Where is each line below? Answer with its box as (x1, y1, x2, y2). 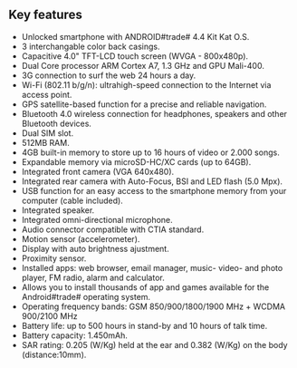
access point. (21, 89, 72, 100)
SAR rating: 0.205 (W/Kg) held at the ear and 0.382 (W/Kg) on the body (21, 339, 288, 350)
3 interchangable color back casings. (21, 41, 160, 52)
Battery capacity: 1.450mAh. (21, 330, 129, 341)
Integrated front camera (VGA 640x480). (21, 166, 175, 177)
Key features (8, 7, 82, 23)
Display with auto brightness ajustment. (21, 243, 169, 254)
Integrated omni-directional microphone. (21, 214, 173, 225)
